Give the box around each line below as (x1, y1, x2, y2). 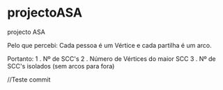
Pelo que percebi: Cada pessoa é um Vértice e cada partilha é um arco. (7, 41, 212, 49)
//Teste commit (7, 75, 51, 84)
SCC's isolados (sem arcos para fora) (7, 62, 115, 70)
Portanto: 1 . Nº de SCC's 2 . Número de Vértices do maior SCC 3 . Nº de (7, 54, 216, 63)
